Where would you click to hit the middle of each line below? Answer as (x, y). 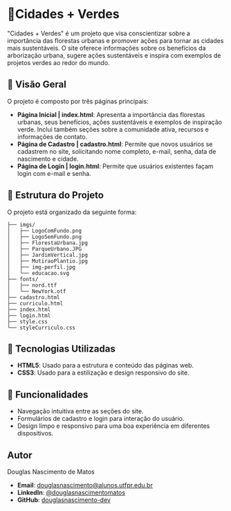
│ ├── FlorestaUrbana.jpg (48, 243)
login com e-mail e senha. (54, 173)
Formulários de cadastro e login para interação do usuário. (101, 419)
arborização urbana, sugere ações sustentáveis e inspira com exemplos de (114, 55)
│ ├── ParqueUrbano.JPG (44, 249)
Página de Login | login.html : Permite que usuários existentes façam (115, 166)
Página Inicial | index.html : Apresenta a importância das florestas (111, 114)
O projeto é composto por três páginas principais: (78, 101)
